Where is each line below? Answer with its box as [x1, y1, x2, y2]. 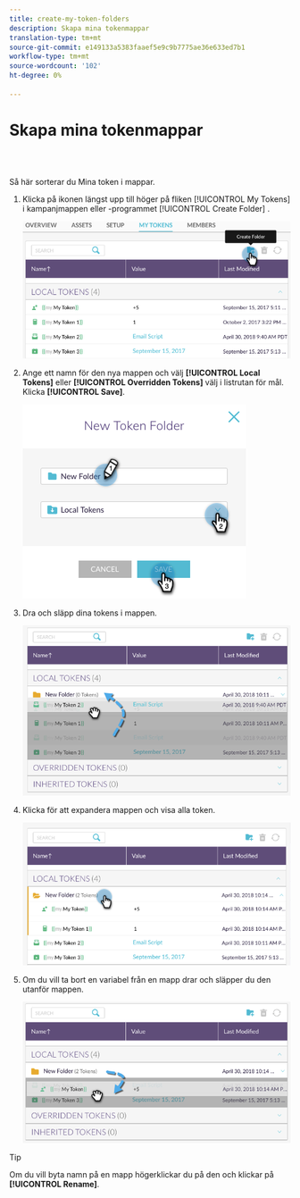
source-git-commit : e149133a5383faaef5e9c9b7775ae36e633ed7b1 [9, 43, 246, 52]
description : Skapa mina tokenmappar [9, 23, 150, 33]
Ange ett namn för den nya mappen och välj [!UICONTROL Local [21, 367, 261, 379]
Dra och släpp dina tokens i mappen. [21, 607, 158, 618]
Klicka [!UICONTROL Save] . [21, 387, 125, 398]
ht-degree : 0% [9, 71, 62, 80]
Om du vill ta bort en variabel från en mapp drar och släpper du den [21, 974, 271, 984]
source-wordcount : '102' [9, 62, 102, 71]
